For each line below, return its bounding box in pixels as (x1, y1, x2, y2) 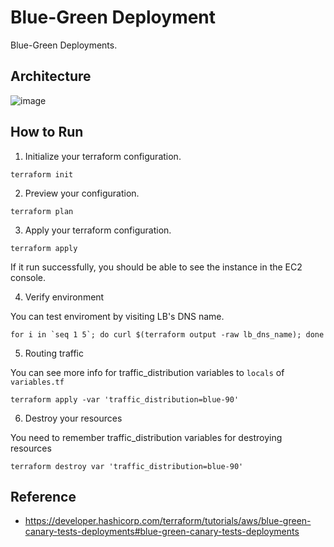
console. (10, 271, 47, 283)
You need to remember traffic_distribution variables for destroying (10, 431, 283, 443)
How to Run (10, 124, 84, 141)
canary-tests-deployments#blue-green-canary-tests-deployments (24, 526, 300, 538)
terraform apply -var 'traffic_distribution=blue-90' (10, 394, 240, 405)
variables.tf (10, 377, 65, 387)
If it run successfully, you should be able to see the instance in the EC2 (10, 261, 303, 273)
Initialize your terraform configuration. (24, 150, 182, 162)
